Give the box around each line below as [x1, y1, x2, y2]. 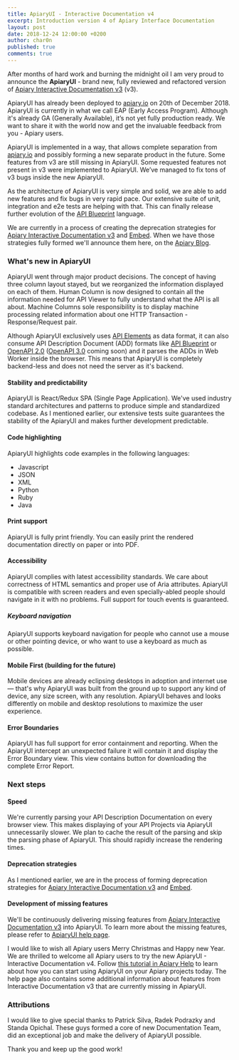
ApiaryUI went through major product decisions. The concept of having [7, 272, 216, 281]
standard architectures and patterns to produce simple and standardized [7, 402, 221, 410]
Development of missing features [7, 899, 108, 908]
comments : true [7, 51, 53, 58]
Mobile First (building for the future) [7, 660, 116, 670]
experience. [7, 707, 43, 716]
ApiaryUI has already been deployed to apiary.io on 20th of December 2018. [7, 98, 231, 107]
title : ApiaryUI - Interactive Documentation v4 [7, 10, 154, 18]
